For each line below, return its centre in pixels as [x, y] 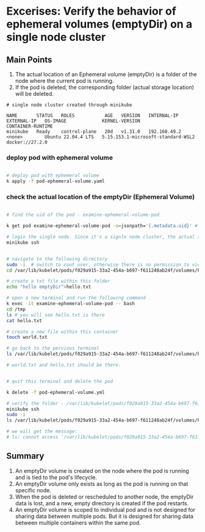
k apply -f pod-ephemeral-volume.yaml [56, 181]
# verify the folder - [35, 403]
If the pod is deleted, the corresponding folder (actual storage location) [104, 87]
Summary [25, 456]
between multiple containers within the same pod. [78, 522]
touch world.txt [27, 337]
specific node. [33, 490]
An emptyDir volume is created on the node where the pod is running [102, 470]
